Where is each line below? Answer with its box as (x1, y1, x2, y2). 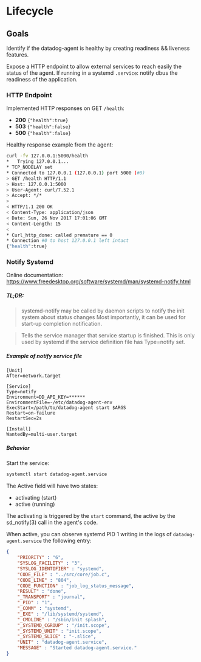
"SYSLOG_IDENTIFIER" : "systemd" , (17, 565, 104, 572)
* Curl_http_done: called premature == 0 (6, 232, 113, 238)
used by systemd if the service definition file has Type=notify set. (21, 339, 186, 346)
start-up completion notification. (21, 320, 102, 328)
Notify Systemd (6, 258, 53, 266)
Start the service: (6, 460, 50, 467)
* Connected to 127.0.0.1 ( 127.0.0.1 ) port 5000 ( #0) (6, 170, 146, 176)
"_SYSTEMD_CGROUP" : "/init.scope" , (17, 622, 111, 629)
